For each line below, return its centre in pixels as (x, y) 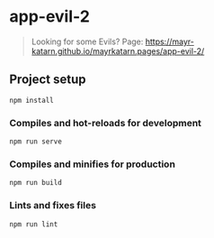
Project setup (48, 80)
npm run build (36, 183)
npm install (31, 100)
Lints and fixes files (53, 206)
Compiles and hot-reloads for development (106, 123)
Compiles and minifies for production (92, 164)
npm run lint (34, 224)
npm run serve (36, 142)
